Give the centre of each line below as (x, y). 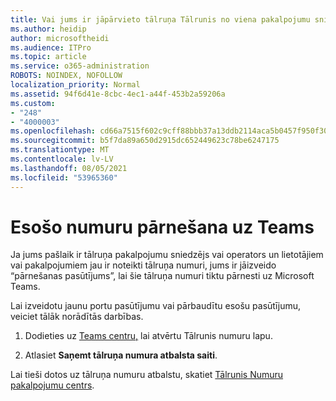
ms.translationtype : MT (60, 150)
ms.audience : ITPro (51, 47)
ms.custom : (33, 103)
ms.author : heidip (48, 29)
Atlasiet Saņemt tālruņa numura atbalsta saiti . (121, 355)
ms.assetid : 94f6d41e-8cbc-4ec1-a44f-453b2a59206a (118, 94)
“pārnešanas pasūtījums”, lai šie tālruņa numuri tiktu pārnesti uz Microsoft (162, 276)
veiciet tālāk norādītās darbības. (77, 317)
